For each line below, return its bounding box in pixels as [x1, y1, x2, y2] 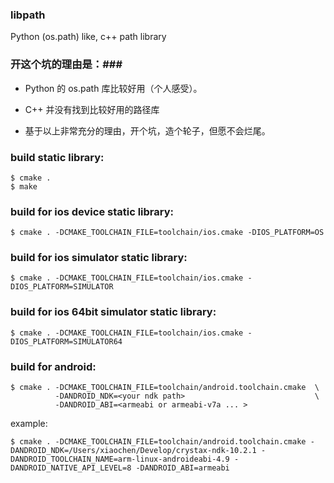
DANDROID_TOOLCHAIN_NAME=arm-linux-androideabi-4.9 [10, 454, 230, 465]
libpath [10, 8, 46, 22]
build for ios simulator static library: [10, 251, 188, 265]
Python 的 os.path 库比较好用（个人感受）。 [24, 82, 203, 94]
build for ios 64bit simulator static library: [10, 305, 217, 319]
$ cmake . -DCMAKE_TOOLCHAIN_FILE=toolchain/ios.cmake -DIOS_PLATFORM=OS [10, 228, 325, 238]
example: [10, 418, 48, 430]
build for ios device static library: [10, 204, 175, 218]
